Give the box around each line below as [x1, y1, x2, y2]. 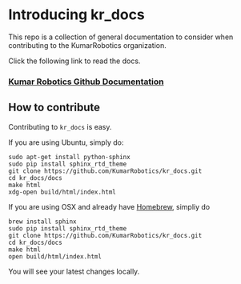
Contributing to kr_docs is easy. [8, 122, 112, 131]
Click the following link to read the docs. [8, 56, 141, 66]
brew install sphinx [8, 218, 78, 226]
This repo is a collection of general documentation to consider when [8, 32, 234, 42]
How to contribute [8, 101, 101, 114]
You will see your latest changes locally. [8, 266, 140, 276]
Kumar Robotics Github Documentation [8, 76, 164, 87]
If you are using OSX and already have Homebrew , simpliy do [8, 202, 211, 211]
